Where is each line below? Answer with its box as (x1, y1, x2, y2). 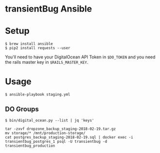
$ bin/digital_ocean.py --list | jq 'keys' (5, 118, 95, 123)
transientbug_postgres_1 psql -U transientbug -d (5, 139, 108, 144)
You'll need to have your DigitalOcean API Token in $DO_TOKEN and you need (5, 54, 156, 60)
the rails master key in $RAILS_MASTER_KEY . (5, 59, 88, 65)
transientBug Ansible (5, 3, 92, 14)
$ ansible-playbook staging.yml (5, 92, 70, 97)
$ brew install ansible (5, 42, 53, 46)
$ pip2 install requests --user (5, 46, 70, 51)
